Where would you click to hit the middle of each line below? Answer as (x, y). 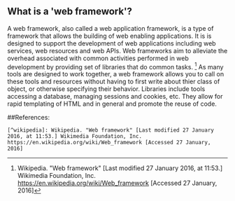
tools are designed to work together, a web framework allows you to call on (116, 74)
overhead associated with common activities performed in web (98, 58)
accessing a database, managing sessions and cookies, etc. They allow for (115, 97)
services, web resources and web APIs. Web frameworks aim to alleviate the (117, 50)
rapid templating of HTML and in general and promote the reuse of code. (112, 104)
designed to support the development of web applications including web (112, 43)
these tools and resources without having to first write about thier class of (114, 82)
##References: (29, 118)
